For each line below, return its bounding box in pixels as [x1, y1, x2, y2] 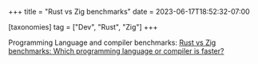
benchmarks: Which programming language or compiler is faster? [8, 46, 224, 55]
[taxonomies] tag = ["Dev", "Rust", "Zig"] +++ [8, 22, 158, 31]
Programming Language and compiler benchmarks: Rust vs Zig [8, 38, 216, 47]
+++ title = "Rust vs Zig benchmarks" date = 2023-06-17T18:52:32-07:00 [8, 7, 250, 16]
